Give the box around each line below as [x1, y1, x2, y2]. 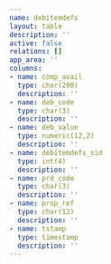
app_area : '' [9, 55, 59, 64]
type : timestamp [17, 232, 79, 241]
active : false [9, 38, 63, 48]
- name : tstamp [9, 224, 67, 233]
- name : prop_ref [9, 199, 75, 209]
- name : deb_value [9, 123, 79, 132]
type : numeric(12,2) [17, 132, 95, 141]
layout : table [9, 22, 63, 31]
